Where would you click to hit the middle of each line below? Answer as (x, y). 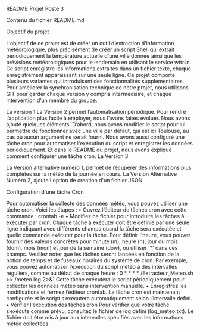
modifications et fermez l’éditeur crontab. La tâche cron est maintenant (93, 292)
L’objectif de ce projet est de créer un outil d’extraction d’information (90, 43)
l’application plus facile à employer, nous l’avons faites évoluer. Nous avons (98, 118)
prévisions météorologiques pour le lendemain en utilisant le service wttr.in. (99, 62)
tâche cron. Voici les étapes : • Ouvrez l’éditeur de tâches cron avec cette (97, 210)
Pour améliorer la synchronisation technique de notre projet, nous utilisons (97, 88)
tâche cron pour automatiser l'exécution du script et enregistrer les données (100, 143)
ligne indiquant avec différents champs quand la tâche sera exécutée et (94, 229)
